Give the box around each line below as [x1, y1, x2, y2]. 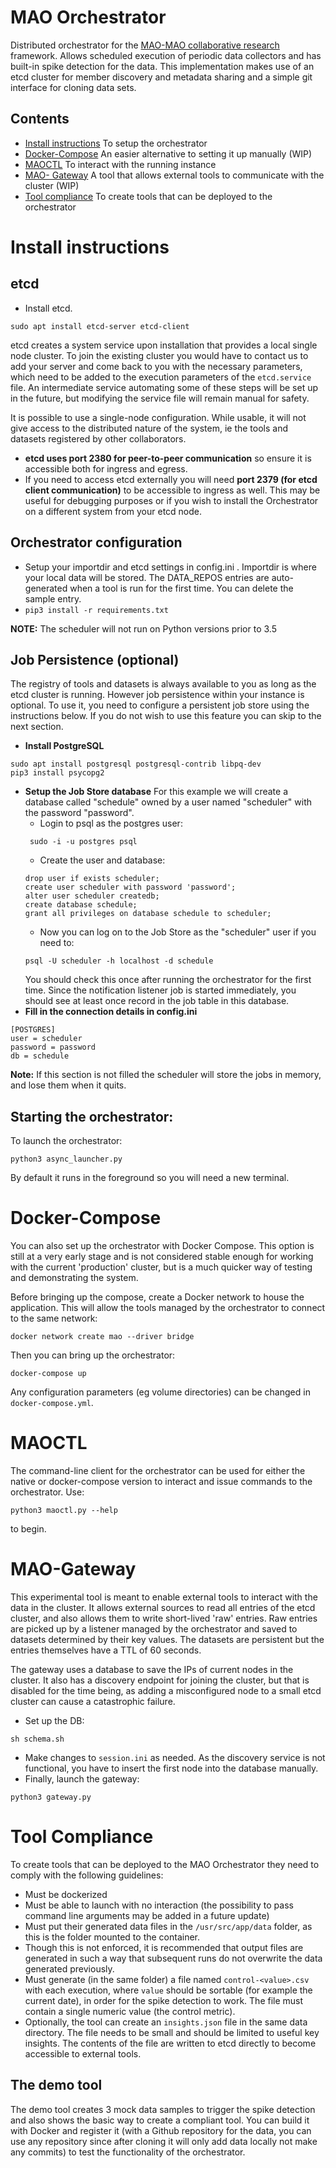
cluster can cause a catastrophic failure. [10, 1696, 176, 1707]
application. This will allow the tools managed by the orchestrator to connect [10, 1302, 326, 1314]
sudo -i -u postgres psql [29, 837, 138, 847]
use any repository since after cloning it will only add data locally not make [10, 2135, 318, 2147]
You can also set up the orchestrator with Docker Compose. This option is [10, 1240, 315, 1252]
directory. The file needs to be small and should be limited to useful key [24, 2026, 320, 2038]
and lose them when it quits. [10, 1079, 127, 1091]
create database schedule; [24, 900, 138, 910]
